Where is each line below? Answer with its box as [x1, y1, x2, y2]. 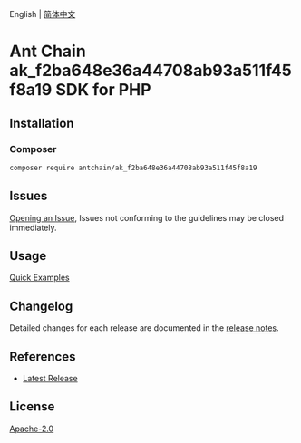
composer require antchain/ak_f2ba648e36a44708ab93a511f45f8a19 [9, 163, 257, 172]
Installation [9, 115, 74, 130]
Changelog [9, 298, 73, 313]
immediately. [9, 222, 57, 233]
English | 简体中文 [9, 9, 76, 19]
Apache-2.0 [9, 423, 54, 434]
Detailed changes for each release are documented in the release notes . [9, 323, 279, 333]
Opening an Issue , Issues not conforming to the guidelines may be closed [9, 212, 284, 223]
